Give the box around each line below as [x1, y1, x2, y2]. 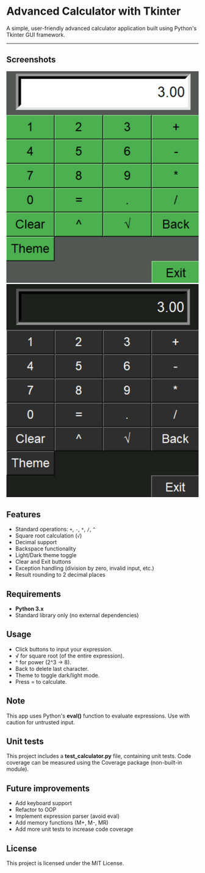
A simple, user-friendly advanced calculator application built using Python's [6, 24, 197, 32]
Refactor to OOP [15, 806, 57, 814]
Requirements [6, 589, 61, 599]
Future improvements [6, 783, 90, 793]
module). [6, 765, 29, 773]
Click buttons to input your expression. [15, 645, 113, 653]
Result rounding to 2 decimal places [15, 571, 106, 579]
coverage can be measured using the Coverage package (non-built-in [6, 759, 182, 766]
